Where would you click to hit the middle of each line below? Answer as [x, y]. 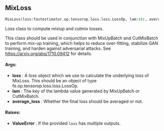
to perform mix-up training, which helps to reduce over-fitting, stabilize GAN [82, 43]
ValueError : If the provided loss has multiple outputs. [66, 123]
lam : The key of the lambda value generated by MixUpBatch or [76, 91]
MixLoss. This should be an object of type [54, 80]
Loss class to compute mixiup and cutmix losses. [54, 28]
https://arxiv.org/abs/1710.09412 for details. [49, 54]
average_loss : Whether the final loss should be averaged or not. [77, 101]
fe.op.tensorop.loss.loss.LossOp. [45, 86]
